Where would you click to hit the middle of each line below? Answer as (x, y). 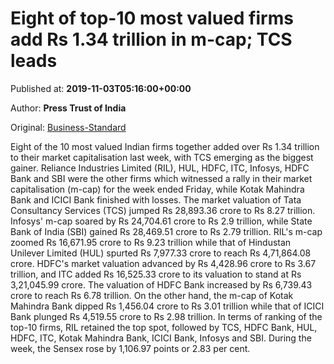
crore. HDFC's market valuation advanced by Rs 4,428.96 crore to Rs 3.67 (163, 263)
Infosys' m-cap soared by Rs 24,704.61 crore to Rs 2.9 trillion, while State (161, 221)
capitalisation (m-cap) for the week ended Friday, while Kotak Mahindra (157, 189)
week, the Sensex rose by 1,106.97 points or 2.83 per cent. (130, 348)
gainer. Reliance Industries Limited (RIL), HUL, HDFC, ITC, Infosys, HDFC (160, 168)
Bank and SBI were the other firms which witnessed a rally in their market (161, 178)
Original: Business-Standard (68, 127)
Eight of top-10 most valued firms (152, 18)
